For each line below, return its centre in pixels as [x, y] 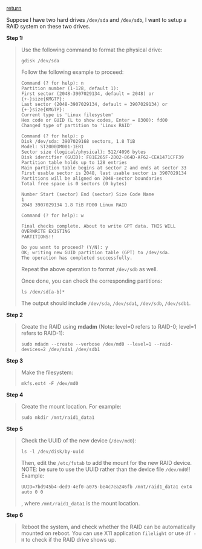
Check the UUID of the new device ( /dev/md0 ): [79, 440]
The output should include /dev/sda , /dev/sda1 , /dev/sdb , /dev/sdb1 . [106, 303]
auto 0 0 [32, 492]
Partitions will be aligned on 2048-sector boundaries [92, 179]
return [14, 8]
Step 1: [15, 38]
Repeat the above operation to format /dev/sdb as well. [90, 269]
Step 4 [15, 395]
